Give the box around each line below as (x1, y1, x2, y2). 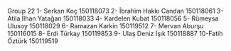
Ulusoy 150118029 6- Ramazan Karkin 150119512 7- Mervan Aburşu (7, 22, 204, 30)
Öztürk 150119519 (7, 37, 58, 45)
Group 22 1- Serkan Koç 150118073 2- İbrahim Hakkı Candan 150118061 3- (7, 7, 224, 15)
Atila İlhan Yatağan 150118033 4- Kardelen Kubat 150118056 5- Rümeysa (7, 14, 219, 23)
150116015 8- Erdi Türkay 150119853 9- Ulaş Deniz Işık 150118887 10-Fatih (7, 29, 223, 38)
